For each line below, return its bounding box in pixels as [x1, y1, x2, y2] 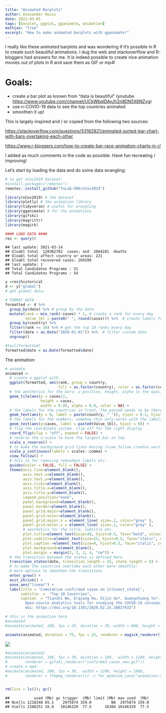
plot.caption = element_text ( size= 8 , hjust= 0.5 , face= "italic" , [23, 541, 156, 546]
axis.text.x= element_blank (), [23, 472, 85, 477]
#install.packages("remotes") [5, 181, 68, 186]
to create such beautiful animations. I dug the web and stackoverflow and [5, 49, 155, 55]
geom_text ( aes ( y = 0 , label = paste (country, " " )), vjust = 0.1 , [9, 412, 149, 418]
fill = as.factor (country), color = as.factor [58, 385, 156, 390]
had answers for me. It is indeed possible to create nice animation [24, 54, 159, 60]
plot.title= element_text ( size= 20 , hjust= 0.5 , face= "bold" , [23, 532, 147, 537]
